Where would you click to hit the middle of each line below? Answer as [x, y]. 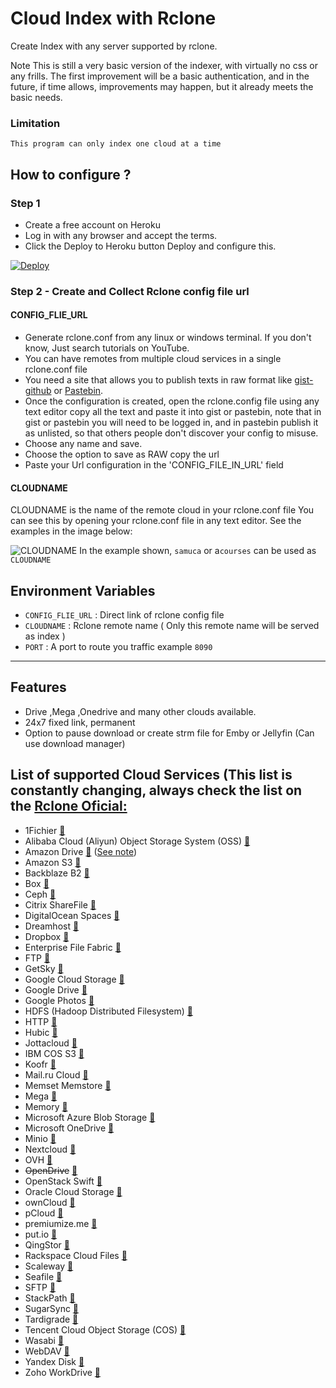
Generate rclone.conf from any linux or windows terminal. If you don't [168, 338]
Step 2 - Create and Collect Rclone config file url [130, 291]
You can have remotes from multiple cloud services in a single [153, 359]
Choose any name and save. [83, 444]
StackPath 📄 [50, 1298]
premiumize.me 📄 [61, 1223]
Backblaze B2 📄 [57, 873]
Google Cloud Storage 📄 [74, 979]
